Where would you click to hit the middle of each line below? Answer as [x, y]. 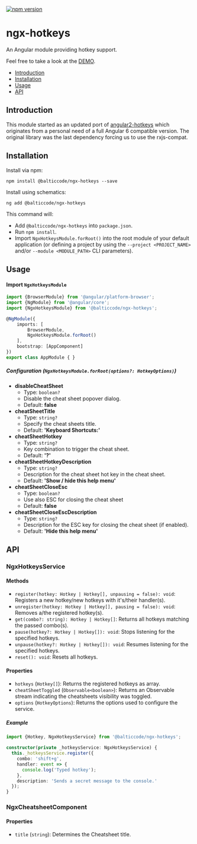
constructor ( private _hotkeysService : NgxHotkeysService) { [82, 748]
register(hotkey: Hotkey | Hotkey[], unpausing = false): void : [95, 594]
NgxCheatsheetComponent [47, 807]
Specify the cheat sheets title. [60, 423]
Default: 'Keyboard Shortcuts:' [62, 430]
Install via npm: [25, 170]
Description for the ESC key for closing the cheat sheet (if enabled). [106, 524]
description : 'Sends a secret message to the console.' [87, 781]
